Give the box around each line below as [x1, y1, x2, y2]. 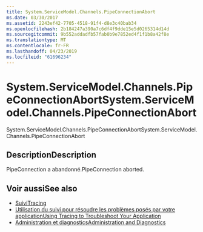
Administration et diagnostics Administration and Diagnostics [15, 219, 166, 226]
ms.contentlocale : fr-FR [6, 43, 69, 49]
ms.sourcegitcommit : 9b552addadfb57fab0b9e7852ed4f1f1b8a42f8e [6, 31, 170, 38]
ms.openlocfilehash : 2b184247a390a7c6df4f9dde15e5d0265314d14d [6, 25, 170, 32]
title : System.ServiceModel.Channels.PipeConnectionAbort [6, 8, 156, 15]
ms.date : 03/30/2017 [6, 15, 59, 21]
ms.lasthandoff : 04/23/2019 [6, 48, 78, 55]
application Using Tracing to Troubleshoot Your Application [15, 213, 162, 220]
